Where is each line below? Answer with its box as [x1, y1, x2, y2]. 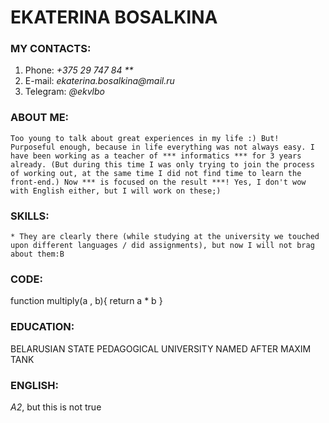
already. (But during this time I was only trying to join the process [10, 159, 315, 170]
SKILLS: [10, 209, 50, 223]
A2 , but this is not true [10, 401, 102, 413]
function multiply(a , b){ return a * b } [10, 295, 163, 307]
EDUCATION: [10, 320, 75, 334]
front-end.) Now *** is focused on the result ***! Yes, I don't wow [10, 177, 307, 187]
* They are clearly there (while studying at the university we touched [10, 232, 320, 242]
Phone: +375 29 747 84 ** [24, 64, 134, 76]
